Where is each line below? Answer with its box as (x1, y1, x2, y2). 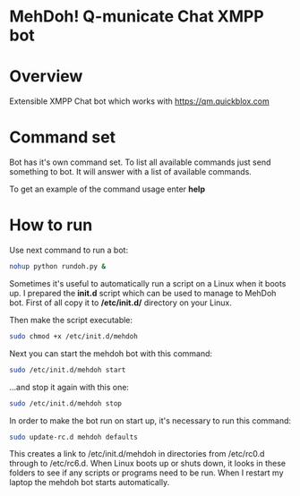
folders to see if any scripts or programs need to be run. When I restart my (9, 467, 284, 478)
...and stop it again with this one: (9, 381, 130, 392)
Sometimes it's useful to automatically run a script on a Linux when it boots (9, 278, 287, 288)
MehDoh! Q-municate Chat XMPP (9, 6, 264, 27)
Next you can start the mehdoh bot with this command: (9, 347, 213, 359)
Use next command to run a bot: (9, 244, 128, 255)
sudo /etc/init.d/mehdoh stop (9, 398, 123, 408)
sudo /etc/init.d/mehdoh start (9, 365, 126, 374)
